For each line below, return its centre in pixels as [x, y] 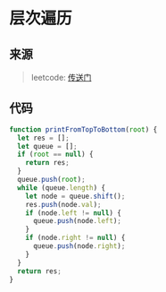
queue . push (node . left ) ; [77, 221]
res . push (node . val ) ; [63, 204]
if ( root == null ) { [55, 155]
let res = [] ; [43, 138]
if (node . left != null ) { [74, 213]
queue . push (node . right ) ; [79, 246]
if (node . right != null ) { [75, 238]
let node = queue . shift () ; [75, 196]
